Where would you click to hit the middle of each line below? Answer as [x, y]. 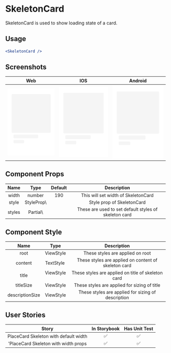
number [36, 195]
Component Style [34, 232]
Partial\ [35, 212]
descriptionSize [24, 295]
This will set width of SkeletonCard [117, 195]
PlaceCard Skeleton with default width [47, 336]
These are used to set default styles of [117, 209]
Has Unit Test [139, 329]
